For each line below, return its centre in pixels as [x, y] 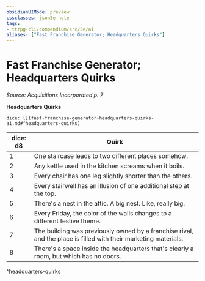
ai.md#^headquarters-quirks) [43, 124]
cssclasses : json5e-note [38, 18]
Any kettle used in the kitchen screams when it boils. [109, 166]
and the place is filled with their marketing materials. [109, 239]
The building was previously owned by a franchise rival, [113, 231]
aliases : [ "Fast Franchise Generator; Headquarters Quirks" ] [86, 35]
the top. [45, 193]
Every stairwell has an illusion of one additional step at [112, 186]
